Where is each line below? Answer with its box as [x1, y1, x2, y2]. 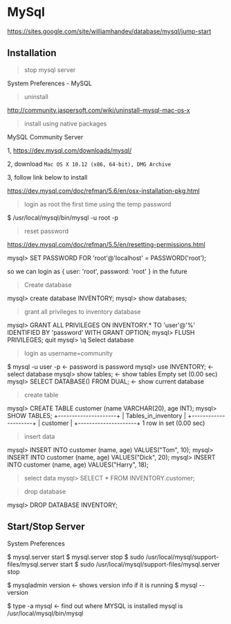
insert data [24, 432, 55, 440]
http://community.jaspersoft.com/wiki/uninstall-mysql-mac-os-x [7, 105, 190, 114]
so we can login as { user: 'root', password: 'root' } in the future [7, 267, 188, 275]
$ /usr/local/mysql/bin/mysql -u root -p [7, 213, 119, 222]
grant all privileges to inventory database [24, 307, 141, 315]
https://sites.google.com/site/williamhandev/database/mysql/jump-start [7, 27, 212, 35]
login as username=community [24, 349, 113, 357]
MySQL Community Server [7, 132, 84, 141]
